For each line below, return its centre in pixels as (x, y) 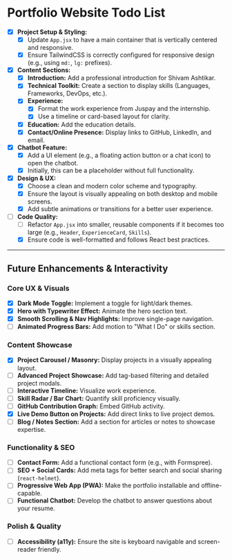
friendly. (49, 549)
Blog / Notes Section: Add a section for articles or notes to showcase (116, 422)
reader (27, 549)
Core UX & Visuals (38, 288)
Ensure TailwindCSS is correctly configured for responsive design (121, 55)
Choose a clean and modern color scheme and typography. (112, 186)
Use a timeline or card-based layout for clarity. (104, 116)
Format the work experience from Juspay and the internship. (124, 109)
